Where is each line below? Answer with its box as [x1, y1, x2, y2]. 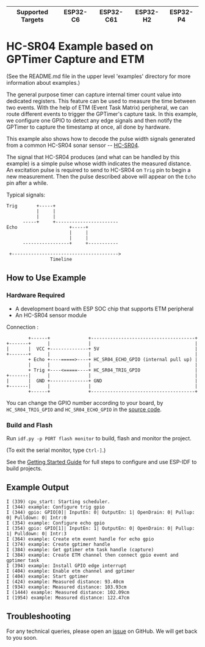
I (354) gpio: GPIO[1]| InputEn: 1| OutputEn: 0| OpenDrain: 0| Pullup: [6, 525, 195, 531]
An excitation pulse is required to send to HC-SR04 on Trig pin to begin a [6, 166, 191, 173]
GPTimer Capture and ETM [6, 52, 145, 66]
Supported [16, 8, 49, 16]
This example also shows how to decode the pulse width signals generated [6, 135, 195, 142]
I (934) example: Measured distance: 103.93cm [6, 584, 127, 590]
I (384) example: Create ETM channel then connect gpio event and [6, 552, 179, 558]
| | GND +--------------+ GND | [6, 377, 198, 384]
